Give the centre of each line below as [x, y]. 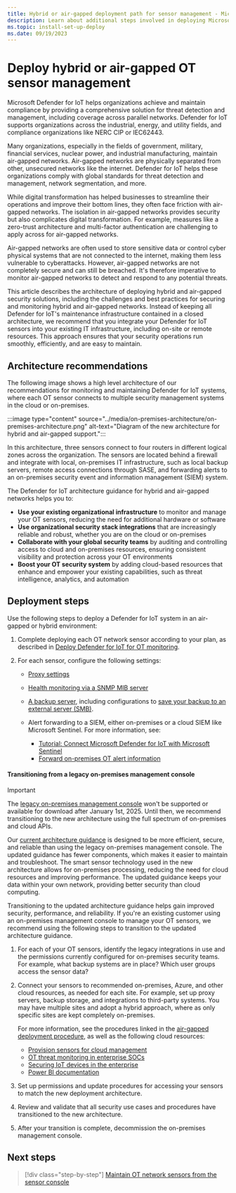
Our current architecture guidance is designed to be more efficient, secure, [116, 840]
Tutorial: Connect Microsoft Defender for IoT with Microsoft [124, 743]
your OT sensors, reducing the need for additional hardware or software [122, 520]
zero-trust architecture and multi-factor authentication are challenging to [112, 227]
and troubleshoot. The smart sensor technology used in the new [100, 863]
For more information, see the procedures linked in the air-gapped [113, 1029]
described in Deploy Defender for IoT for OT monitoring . [99, 647]
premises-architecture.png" [47, 426]
